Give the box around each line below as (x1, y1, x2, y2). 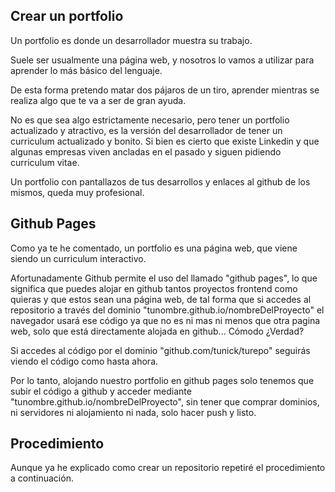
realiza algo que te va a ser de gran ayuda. (10, 94, 187, 106)
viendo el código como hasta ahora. (10, 355, 159, 367)
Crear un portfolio (10, 8, 124, 25)
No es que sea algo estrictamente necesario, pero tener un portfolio (10, 114, 290, 126)
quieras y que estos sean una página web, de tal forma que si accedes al (10, 293, 312, 305)
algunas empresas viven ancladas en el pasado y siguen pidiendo (10, 145, 282, 158)
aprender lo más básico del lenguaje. (10, 64, 163, 76)
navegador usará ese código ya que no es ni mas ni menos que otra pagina (10, 314, 321, 326)
